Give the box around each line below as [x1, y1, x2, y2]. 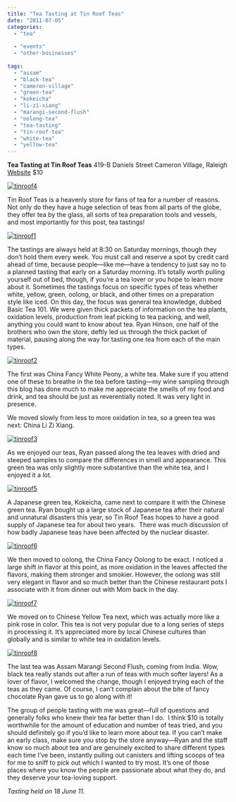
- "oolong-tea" [13, 115, 58, 122]
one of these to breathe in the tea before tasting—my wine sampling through [7, 378, 230, 386]
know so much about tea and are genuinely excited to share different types [7, 744, 225, 752]
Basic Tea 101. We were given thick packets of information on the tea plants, [7, 305, 228, 314]
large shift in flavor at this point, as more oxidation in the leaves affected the [7, 563, 228, 572]
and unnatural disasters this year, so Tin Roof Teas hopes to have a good [7, 513, 219, 522]
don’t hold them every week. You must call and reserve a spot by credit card [7, 253, 229, 261]
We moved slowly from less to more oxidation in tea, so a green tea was [7, 414, 216, 422]
